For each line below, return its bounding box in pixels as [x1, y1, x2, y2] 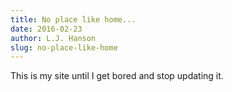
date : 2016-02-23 [10, 24, 83, 34]
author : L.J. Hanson [10, 33, 97, 43]
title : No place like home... [10, 14, 137, 25]
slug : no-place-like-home [10, 42, 118, 53]
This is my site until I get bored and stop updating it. [10, 70, 224, 82]
